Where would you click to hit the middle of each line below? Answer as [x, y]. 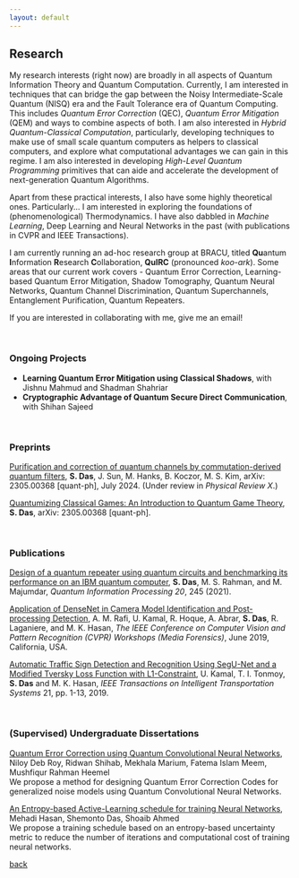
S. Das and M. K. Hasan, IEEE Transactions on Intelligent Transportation [142, 684]
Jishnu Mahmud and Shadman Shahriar [95, 387]
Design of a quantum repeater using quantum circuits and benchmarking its [149, 572]
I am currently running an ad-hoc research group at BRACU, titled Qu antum [148, 253]
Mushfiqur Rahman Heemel [60, 772]
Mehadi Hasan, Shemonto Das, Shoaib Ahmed [94, 818]
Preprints [30, 447]
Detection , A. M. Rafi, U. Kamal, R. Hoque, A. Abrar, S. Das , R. [166, 618]
